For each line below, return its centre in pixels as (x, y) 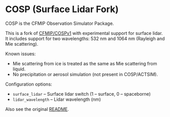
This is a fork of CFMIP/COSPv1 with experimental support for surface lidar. (84, 33)
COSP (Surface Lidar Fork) (62, 9)
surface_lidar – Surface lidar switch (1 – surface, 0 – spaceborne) (82, 94)
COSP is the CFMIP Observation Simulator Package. (60, 23)
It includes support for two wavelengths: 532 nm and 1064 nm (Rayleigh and (85, 38)
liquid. (19, 69)
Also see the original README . (37, 109)
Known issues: (21, 54)
